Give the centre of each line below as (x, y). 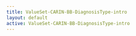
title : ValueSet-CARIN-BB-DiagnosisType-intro (67, 12)
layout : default (27, 18)
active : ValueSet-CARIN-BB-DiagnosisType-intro (68, 23)
